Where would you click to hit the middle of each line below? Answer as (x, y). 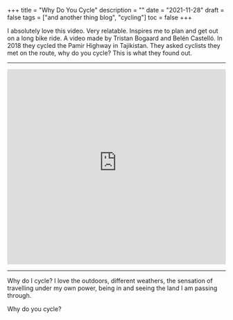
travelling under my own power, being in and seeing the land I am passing (112, 288)
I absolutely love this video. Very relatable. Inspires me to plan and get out (113, 31)
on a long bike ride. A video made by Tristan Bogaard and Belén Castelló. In (115, 38)
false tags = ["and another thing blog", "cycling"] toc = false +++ (100, 17)
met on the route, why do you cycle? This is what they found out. (100, 53)
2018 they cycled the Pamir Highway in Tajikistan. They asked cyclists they (114, 45)
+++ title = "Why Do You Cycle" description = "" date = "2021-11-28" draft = (116, 10)
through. (19, 295)
